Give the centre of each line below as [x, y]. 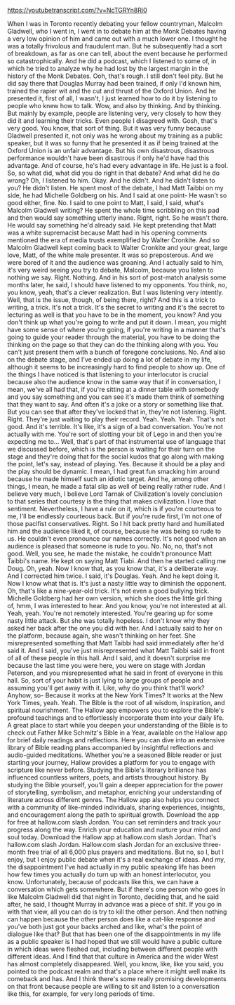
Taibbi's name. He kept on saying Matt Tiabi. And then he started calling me [117, 561]
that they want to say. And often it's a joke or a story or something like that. [116, 404]
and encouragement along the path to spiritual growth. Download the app [113, 815]
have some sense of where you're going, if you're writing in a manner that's [116, 330]
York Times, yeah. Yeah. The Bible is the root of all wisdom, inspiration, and [116, 703]
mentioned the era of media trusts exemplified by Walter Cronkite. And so [113, 240]
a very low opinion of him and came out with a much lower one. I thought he [117, 39]
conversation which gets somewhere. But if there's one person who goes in [116, 889]
